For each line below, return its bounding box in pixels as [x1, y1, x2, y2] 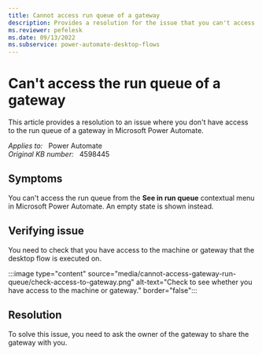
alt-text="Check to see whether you [136, 277, 253, 287]
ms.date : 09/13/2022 [8, 33, 76, 42]
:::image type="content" [8, 268, 87, 278]
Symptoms [8, 172, 63, 186]
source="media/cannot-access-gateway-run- [87, 268, 237, 278]
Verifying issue [8, 224, 85, 238]
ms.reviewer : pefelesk [8, 26, 83, 34]
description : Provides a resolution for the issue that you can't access [8, 19, 256, 27]
